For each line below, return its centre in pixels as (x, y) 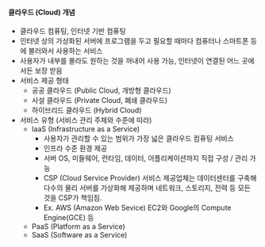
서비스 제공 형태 (44, 81)
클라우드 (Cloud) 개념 (42, 12)
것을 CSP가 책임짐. (73, 198)
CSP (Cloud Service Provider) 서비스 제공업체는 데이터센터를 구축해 (150, 178)
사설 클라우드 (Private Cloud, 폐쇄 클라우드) (100, 101)
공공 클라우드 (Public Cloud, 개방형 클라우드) (102, 90)
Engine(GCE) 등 (69, 218)
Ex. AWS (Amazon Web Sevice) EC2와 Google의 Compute (137, 208)
